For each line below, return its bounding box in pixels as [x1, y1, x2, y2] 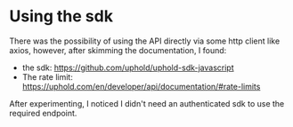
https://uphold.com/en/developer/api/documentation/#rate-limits [21, 81, 261, 91]
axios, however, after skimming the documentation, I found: [9, 44, 227, 55]
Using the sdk [9, 6, 114, 27]
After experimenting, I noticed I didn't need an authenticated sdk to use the [9, 98, 285, 108]
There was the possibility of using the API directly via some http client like [9, 36, 281, 46]
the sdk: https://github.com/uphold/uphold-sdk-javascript [21, 62, 234, 73]
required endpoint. [9, 107, 77, 118]
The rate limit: [21, 71, 73, 82]
